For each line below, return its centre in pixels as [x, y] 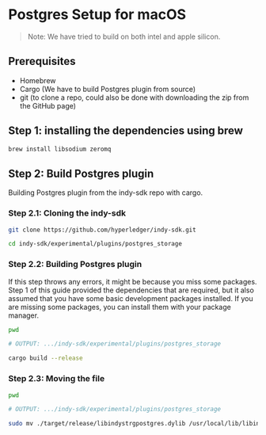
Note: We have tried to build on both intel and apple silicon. [124, 36]
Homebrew [38, 80]
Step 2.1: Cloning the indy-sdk [67, 213]
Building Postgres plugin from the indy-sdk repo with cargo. [106, 193]
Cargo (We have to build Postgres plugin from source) [108, 89]
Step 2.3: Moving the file [57, 379]
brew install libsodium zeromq [60, 149]
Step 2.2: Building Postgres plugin [75, 265]
